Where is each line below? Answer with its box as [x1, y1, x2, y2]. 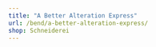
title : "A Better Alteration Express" [8, 11, 138, 20]
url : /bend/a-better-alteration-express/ [8, 19, 149, 27]
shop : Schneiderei [8, 26, 70, 34]
